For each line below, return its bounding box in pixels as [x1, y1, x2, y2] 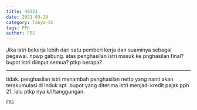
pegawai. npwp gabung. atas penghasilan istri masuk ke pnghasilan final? [6, 53, 184, 60]
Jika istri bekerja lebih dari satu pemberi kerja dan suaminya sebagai [6, 46, 172, 53]
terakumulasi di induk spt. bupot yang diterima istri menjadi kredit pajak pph [6, 82, 189, 89]
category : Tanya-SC [6, 19, 54, 25]
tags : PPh [6, 25, 30, 31]
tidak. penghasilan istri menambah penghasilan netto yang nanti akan [6, 75, 174, 82]
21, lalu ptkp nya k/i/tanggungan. [6, 88, 85, 95]
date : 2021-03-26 [6, 14, 49, 20]
